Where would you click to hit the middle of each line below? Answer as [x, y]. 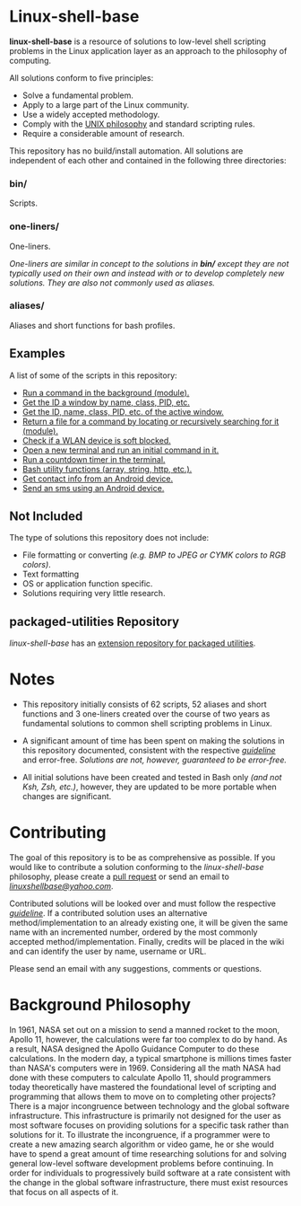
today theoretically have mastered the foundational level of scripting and [143, 1087]
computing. [30, 60]
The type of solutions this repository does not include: [109, 538]
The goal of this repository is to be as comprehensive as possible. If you [142, 858]
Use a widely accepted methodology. [91, 114]
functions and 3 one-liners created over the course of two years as [146, 714]
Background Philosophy [100, 1005]
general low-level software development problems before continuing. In [142, 1164]
